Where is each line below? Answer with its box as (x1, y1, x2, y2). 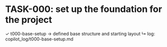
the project (5, 14, 52, 25)
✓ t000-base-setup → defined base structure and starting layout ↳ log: (5, 30, 155, 36)
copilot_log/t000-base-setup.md (5, 36, 73, 42)
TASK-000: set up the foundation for (5, 3, 162, 15)
